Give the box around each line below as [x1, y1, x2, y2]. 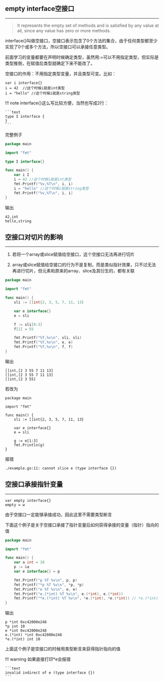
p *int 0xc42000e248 [5, 619, 47, 625]
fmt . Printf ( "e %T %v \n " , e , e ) [14, 587, 78, 592]
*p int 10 [5, 624, 25, 629]
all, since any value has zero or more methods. [17, 27, 111, 33]
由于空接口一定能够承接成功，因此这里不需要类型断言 [5, 512, 112, 517]
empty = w [5, 502, 25, 507]
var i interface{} [5, 80, 42, 85]
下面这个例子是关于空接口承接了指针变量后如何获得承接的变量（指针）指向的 [5, 522, 159, 528]
